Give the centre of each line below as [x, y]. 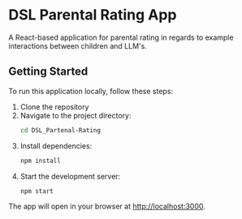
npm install [40, 161]
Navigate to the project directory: [76, 115]
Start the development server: [70, 176]
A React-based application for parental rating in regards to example [121, 37]
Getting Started [48, 72]
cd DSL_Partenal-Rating [61, 130]
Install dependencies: [56, 146]
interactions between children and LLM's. [78, 45]
